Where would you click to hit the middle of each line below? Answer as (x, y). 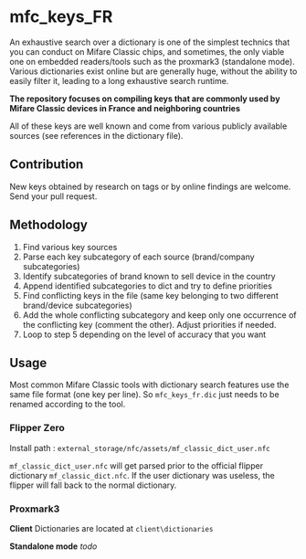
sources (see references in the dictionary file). (96, 135)
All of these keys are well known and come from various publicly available (148, 126)
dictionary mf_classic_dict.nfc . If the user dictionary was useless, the (142, 475)
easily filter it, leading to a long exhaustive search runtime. (119, 80)
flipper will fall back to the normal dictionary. (93, 485)
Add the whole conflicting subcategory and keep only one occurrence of (159, 315)
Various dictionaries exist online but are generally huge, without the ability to (153, 71)
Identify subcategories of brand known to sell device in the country (149, 276)
